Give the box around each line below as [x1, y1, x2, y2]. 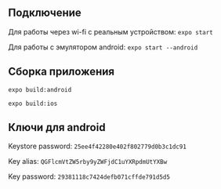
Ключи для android [8, 121, 106, 134]
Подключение [8, 6, 82, 20]
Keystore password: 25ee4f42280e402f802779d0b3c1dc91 [8, 141, 187, 151]
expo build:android [8, 85, 72, 93]
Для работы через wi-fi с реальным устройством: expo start [8, 27, 213, 36]
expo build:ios [8, 100, 58, 107]
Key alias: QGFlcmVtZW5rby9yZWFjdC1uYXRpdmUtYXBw [8, 157, 168, 166]
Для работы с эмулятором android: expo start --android [8, 42, 198, 52]
